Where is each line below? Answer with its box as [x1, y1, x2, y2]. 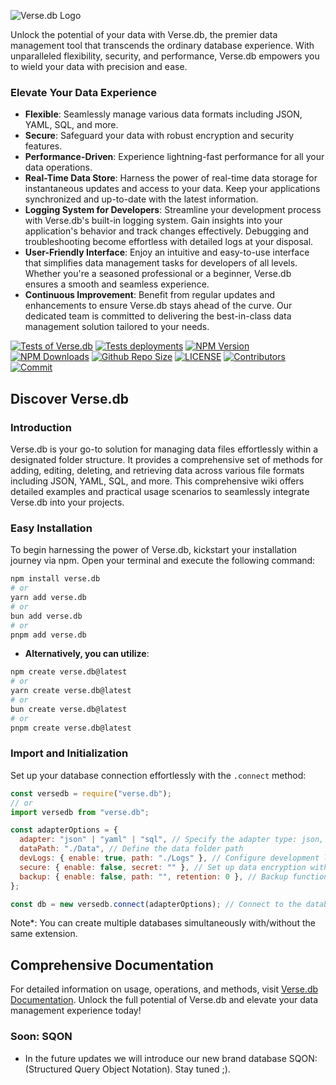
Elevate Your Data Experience [10, 85, 158, 99]
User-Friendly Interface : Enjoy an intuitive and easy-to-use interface [24, 246, 310, 259]
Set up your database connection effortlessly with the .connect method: [10, 769, 307, 781]
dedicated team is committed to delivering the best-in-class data [24, 310, 292, 322]
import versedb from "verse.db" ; [10, 807, 150, 817]
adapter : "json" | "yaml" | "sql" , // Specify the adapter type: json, [19, 835, 325, 845]
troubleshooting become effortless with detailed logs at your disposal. [24, 236, 314, 248]
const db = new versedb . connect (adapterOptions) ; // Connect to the [10, 899, 302, 909]
